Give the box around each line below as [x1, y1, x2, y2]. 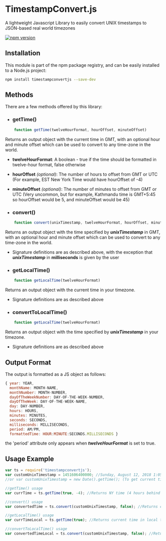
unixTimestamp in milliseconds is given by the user [12, 254, 120, 260]
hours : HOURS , [9, 408, 39, 413]
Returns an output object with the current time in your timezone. [5, 287, 135, 293]
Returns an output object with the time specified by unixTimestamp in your [5, 329, 159, 335]
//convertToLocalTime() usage [5, 527, 68, 532]
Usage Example [5, 454, 54, 463]
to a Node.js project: [5, 67, 47, 73]
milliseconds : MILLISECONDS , [9, 422, 70, 427]
